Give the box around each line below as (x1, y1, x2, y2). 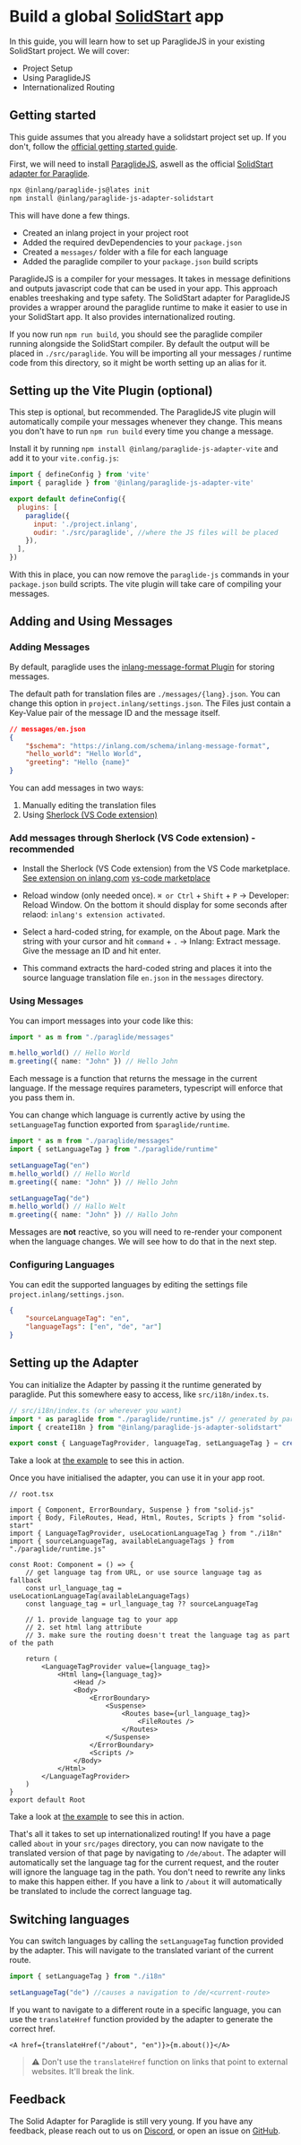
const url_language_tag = (25, 1584, 123, 1593)
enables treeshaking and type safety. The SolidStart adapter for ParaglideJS (9, 292, 291, 303)
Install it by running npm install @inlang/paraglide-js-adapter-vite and (9, 444, 279, 454)
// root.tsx (9, 1490, 54, 1499)
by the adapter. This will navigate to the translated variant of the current (9, 1945, 274, 1956)
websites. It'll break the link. (30, 2065, 135, 2076)
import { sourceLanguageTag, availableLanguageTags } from (9, 1537, 235, 1546)
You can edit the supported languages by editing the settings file (9, 1279, 248, 1289)
